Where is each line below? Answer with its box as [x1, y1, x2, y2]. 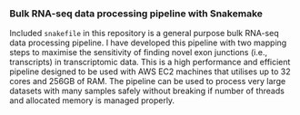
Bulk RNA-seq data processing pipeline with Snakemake [9, 7, 264, 20]
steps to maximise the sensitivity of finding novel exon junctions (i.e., [9, 47, 268, 58]
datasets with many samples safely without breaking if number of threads [9, 85, 285, 97]
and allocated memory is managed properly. [9, 95, 175, 106]
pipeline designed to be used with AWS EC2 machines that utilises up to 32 [9, 66, 291, 77]
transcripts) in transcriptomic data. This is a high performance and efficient [9, 57, 291, 68]
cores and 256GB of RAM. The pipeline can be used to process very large [9, 76, 286, 87]
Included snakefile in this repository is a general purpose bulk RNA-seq [9, 28, 279, 39]
